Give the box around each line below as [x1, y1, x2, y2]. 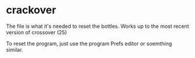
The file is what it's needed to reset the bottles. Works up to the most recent [6, 23, 189, 30]
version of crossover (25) [6, 28, 67, 35]
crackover [6, 3, 57, 17]
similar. [6, 46, 23, 53]
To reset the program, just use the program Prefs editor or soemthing [6, 40, 172, 47]
